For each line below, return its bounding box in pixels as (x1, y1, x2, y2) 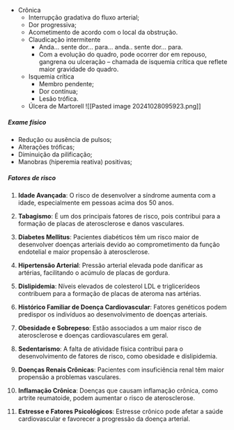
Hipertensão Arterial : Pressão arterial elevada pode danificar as (17, 261, 203, 269)
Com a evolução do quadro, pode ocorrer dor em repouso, (38, 50, 208, 58)
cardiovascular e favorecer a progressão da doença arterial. (17, 414, 191, 423)
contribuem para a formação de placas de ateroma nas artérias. (17, 289, 201, 298)
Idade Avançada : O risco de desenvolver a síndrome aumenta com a (17, 191, 216, 199)
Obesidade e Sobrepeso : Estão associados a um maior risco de (17, 324, 202, 332)
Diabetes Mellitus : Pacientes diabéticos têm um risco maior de (17, 232, 199, 241)
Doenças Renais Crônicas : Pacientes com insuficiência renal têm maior (17, 365, 225, 374)
